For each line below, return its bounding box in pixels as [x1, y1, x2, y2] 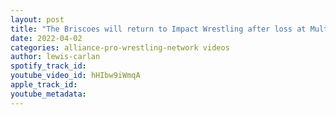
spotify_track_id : [10, 61, 87, 71]
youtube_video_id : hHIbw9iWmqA [10, 71, 141, 81]
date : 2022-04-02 [10, 33, 83, 43]
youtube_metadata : [10, 89, 87, 99]
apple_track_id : [10, 80, 78, 90]
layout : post [10, 14, 65, 25]
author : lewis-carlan [10, 52, 101, 62]
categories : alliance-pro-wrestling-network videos [10, 42, 230, 53]
